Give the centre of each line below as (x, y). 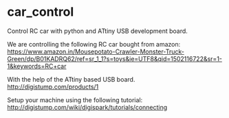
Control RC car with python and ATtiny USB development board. (97, 31)
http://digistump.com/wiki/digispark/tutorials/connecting (87, 107)
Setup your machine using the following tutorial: (75, 99)
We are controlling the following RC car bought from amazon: (94, 44)
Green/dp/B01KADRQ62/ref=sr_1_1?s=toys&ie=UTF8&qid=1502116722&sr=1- (115, 58)
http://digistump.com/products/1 (53, 86)
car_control (41, 12)
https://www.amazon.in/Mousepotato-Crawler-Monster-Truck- (96, 51)
